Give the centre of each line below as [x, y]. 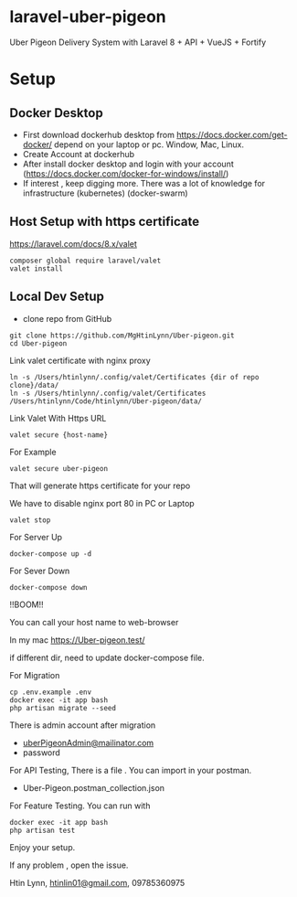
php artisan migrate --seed [63, 708]
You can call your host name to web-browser [94, 622]
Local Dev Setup [57, 297]
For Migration [35, 675]
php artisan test [42, 830]
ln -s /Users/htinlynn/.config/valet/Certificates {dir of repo [134, 377]
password [42, 753]
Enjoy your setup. [42, 847]
